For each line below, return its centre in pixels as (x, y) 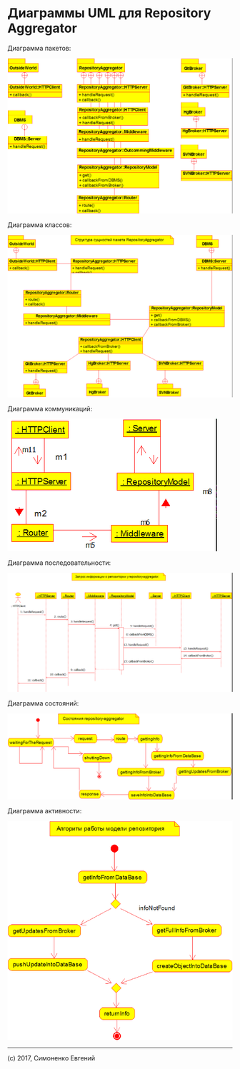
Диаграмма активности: (45, 810)
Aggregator (42, 28)
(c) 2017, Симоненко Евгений (51, 1058)
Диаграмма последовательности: (59, 563)
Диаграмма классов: (40, 225)
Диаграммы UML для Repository (109, 13)
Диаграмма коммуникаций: (50, 409)
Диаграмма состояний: (43, 703)
